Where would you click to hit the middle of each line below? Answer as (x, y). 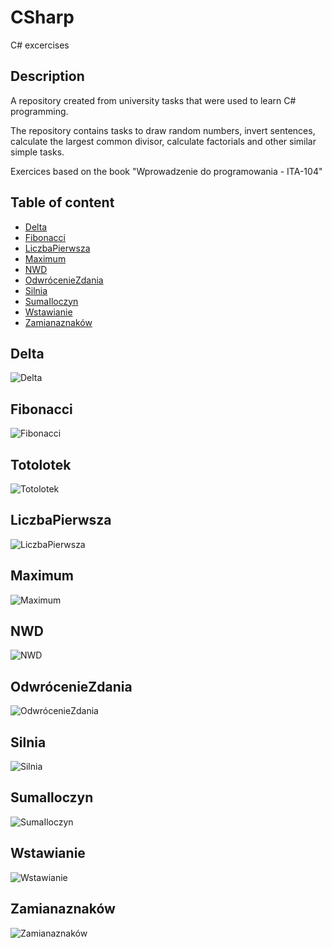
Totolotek (41, 464)
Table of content (62, 202)
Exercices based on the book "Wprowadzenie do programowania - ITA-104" (166, 171)
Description (47, 76)
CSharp (42, 17)
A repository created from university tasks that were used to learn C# (153, 100)
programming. (39, 111)
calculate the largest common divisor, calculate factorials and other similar (163, 141)
